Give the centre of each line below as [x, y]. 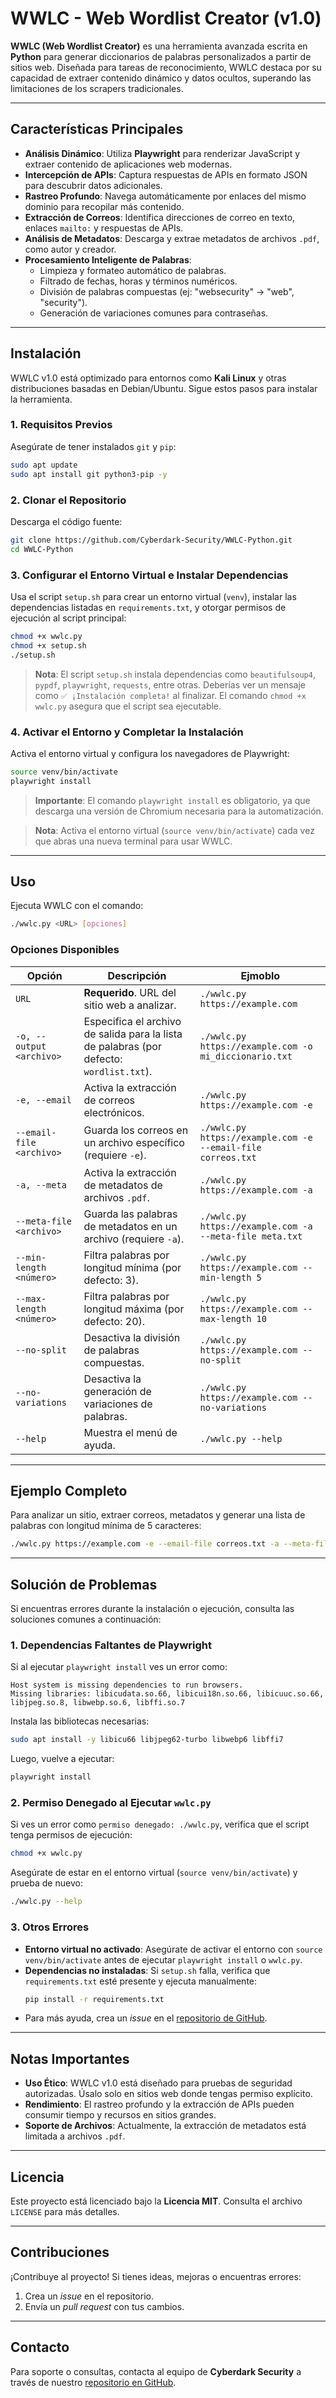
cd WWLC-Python [42, 549]
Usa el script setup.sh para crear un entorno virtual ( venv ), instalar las [153, 596]
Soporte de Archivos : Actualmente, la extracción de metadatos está [165, 2126]
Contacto [40, 2347]
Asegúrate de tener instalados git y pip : [93, 446]
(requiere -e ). [115, 1155]
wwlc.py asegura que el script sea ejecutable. [128, 706]
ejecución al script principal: [68, 618]
